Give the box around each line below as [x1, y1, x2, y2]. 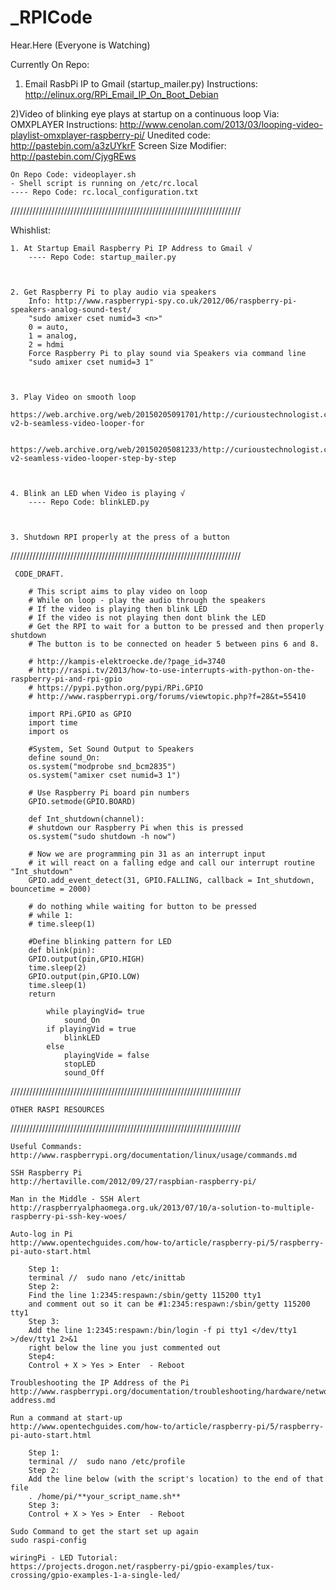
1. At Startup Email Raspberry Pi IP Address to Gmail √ [10, 243, 253, 253]
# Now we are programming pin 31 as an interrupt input [28, 849, 267, 859]
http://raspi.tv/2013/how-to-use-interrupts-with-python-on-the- [36, 665, 315, 675]
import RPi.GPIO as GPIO [28, 709, 132, 719]
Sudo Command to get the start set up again [10, 1526, 199, 1536]
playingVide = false [63, 1050, 150, 1060]
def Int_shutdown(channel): [28, 814, 145, 824]
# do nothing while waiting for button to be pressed [28, 901, 257, 911]
